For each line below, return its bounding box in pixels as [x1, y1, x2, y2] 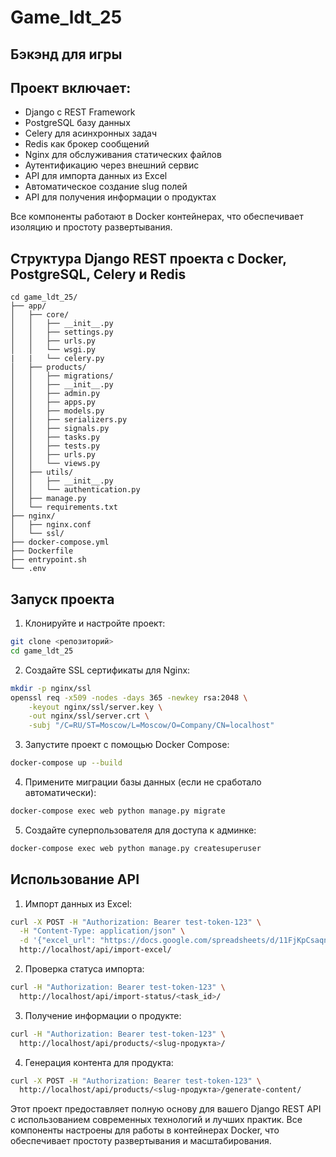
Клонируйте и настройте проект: [24, 617, 166, 630]
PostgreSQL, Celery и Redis [10, 266, 187, 283]
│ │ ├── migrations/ [10, 371, 114, 381]
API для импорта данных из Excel [24, 170, 168, 182]
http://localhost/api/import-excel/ [19, 945, 172, 955]
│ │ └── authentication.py [10, 485, 141, 495]
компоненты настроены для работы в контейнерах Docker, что [10, 1124, 280, 1136]
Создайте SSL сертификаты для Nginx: [24, 664, 191, 676]
